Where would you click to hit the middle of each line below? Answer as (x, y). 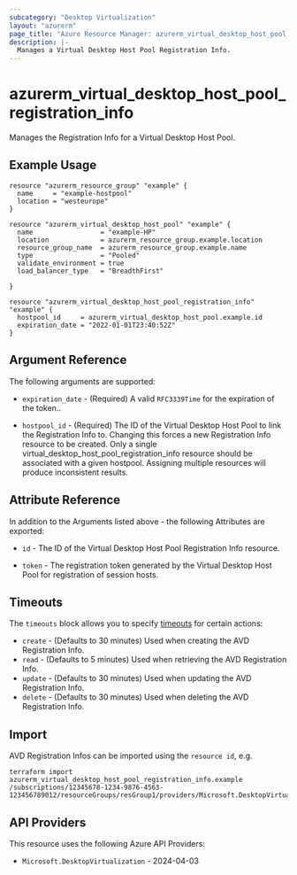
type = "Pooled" (79, 255)
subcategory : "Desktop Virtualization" (83, 17)
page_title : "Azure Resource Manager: (80, 34)
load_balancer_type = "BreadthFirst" (91, 271)
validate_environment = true (71, 263)
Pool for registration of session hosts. (90, 574)
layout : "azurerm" (43, 26)
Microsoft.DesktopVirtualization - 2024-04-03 (110, 861)
